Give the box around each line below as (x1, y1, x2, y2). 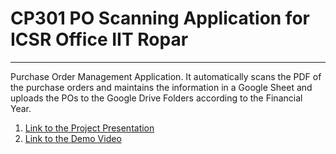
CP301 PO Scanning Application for (10, 7, 310, 30)
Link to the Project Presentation (24, 122, 155, 134)
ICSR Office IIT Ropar (10, 28, 189, 51)
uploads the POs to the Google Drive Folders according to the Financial (10, 92, 303, 104)
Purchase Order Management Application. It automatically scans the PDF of (10, 70, 322, 82)
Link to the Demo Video (24, 132, 122, 144)
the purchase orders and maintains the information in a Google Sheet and (10, 81, 313, 93)
